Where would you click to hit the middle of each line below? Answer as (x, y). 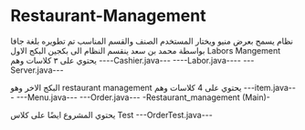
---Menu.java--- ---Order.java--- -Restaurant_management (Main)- (143, 97)
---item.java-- (269, 87)
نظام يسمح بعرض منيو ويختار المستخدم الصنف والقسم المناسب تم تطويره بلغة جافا (152, 41)
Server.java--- (37, 70)
